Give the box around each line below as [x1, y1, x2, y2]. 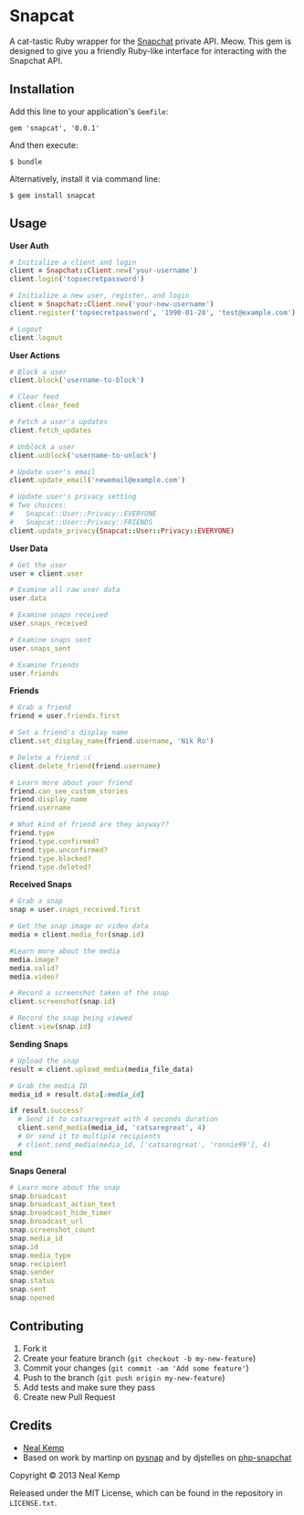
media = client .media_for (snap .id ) [9, 930, 145, 939]
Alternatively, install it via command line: [9, 173, 161, 184]
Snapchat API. [9, 55, 63, 66]
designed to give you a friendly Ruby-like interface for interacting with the [9, 45, 288, 56]
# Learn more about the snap [9, 1182, 121, 1192]
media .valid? [9, 963, 59, 973]
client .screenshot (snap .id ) [9, 997, 117, 1006]
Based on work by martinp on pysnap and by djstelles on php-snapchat [22, 1452, 292, 1463]
